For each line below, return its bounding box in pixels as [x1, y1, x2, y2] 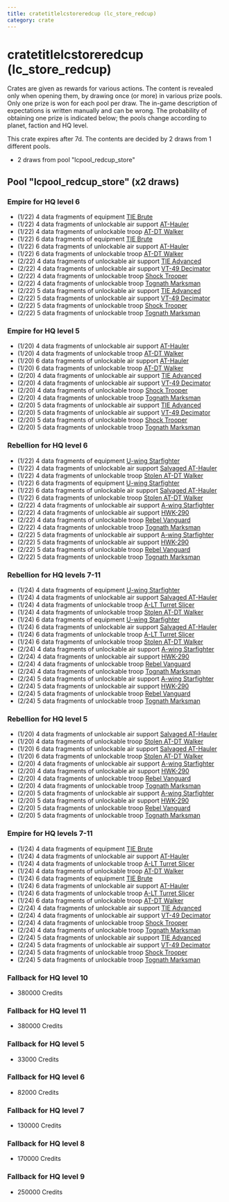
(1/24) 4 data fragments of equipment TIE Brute [17, 844, 153, 853]
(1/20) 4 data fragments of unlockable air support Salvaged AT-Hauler [17, 730, 217, 738]
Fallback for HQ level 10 [7, 972, 88, 982]
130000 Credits [17, 1121, 62, 1130]
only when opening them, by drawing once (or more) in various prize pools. [7, 92, 223, 100]
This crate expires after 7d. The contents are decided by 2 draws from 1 [7, 135, 212, 143]
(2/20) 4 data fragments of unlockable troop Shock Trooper [17, 386, 188, 395]
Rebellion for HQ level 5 [7, 714, 88, 724]
